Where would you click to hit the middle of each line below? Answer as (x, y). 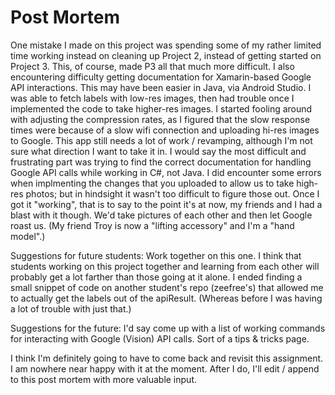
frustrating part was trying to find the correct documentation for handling (161, 162)
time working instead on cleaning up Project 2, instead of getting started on (166, 55)
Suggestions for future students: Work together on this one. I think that (156, 255)
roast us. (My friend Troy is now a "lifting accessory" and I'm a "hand (152, 225)
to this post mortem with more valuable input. (103, 379)
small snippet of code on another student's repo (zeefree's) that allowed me (167, 287)
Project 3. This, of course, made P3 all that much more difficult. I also (152, 66)
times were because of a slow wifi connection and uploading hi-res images (165, 130)
